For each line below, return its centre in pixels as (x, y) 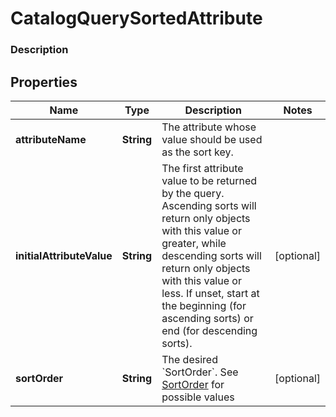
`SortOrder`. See (200, 372)
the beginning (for (204, 305)
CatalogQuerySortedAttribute (136, 18)
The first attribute (202, 168)
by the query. (193, 193)
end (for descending (209, 330)
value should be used (212, 139)
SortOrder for (193, 384)
